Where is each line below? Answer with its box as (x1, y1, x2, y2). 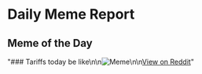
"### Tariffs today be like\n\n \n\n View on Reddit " (7, 57, 194, 66)
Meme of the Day (7, 37, 93, 50)
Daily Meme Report (7, 5, 135, 23)
